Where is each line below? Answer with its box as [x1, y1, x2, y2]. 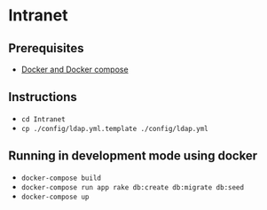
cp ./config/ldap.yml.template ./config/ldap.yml [20, 124, 209, 133]
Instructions [8, 89, 77, 105]
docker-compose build [20, 174, 101, 183]
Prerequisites [8, 41, 84, 56]
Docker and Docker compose [20, 64, 130, 74]
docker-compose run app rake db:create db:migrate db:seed [20, 183, 245, 191]
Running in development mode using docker [8, 148, 258, 164]
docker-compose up [20, 192, 90, 201]
